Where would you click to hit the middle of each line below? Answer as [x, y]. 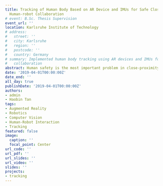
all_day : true [19, 81]
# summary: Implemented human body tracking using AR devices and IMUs [79, 59]
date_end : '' [18, 77]
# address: [16, 32]
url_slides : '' [20, 158]
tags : [10, 104]
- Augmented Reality [26, 109]
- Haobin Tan [18, 100]
